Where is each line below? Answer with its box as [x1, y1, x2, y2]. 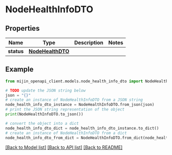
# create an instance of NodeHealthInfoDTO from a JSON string [5, 97, 143, 103]
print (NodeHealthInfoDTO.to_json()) [5, 112, 83, 117]
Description [74, 39, 103, 46]
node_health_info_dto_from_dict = [5, 135, 79, 140]
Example [5, 65, 34, 74]
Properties [5, 24, 40, 33]
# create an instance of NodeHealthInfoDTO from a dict [5, 130, 127, 136]
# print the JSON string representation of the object [5, 107, 125, 112]
